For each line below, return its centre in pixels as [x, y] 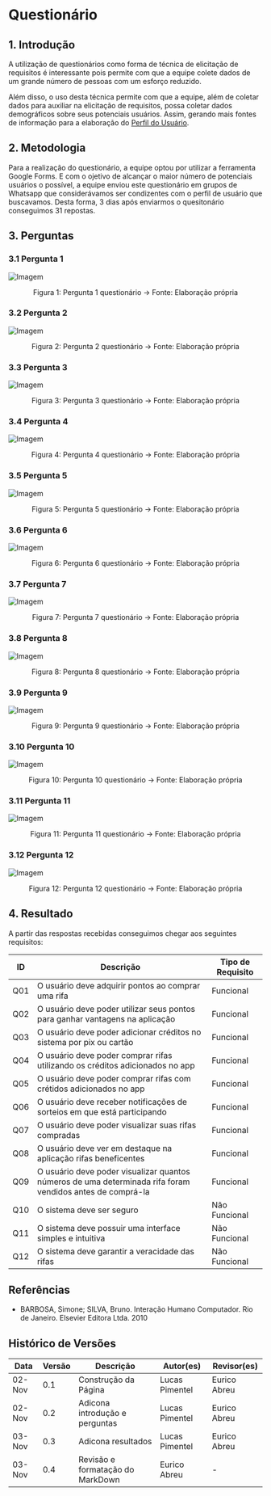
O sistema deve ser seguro [88, 1210]
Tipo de [235, 962]
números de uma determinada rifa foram [113, 1182]
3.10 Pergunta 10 [42, 747]
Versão [56, 1366]
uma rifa [52, 996]
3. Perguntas [41, 236]
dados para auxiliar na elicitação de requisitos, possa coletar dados [120, 105]
